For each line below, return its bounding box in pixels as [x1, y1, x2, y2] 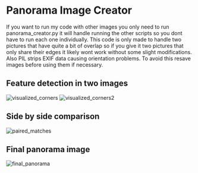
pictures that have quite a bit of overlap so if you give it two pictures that [6, 42, 184, 49]
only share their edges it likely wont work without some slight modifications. [6, 48, 192, 55]
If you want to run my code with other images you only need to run [6, 23, 169, 30]
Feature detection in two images [6, 78, 128, 89]
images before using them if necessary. [6, 61, 103, 68]
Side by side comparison [6, 111, 100, 122]
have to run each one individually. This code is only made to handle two [6, 36, 182, 43]
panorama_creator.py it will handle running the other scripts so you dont [6, 29, 183, 36]
